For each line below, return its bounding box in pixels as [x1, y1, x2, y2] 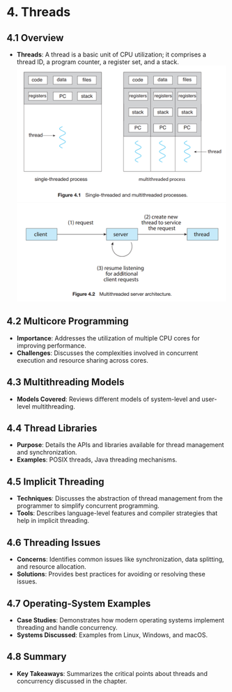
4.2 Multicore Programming [6, 315, 130, 327]
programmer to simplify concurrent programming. [16, 502, 160, 510]
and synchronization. [16, 448, 77, 457]
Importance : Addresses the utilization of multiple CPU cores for [16, 333, 200, 342]
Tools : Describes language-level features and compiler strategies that [16, 509, 217, 517]
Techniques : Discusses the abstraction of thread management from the [16, 494, 224, 503]
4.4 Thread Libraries [6, 423, 98, 434]
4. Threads [6, 4, 71, 20]
